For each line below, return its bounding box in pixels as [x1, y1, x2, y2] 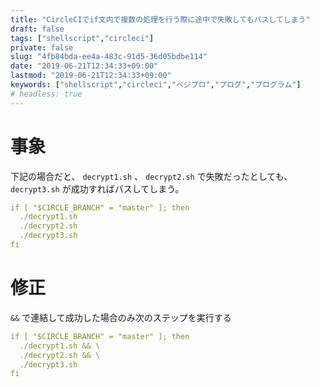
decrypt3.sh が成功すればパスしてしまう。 [10, 182, 185, 195]
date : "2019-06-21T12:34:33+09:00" [10, 61, 159, 71]
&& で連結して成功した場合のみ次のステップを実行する [10, 311, 232, 323]
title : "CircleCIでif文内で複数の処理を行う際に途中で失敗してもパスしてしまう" [10, 14, 311, 25]
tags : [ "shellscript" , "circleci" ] [10, 33, 155, 43]
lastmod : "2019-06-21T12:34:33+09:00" [10, 71, 172, 81]
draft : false [10, 24, 65, 34]
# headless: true [10, 89, 83, 99]
